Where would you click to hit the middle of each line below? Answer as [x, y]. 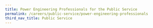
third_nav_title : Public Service [39, 18]
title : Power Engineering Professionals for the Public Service [71, 9]
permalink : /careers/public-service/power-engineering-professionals [77, 14]
